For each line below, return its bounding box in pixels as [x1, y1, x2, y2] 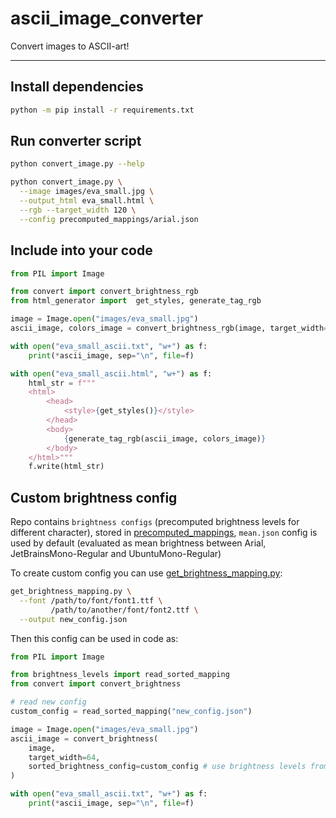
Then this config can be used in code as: [10, 632, 179, 644]
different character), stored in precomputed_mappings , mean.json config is [10, 527, 318, 539]
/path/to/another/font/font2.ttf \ [50, 605, 199, 615]
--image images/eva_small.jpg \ [19, 187, 155, 197]
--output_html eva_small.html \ [19, 196, 155, 206]
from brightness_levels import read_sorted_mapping [10, 670, 230, 680]
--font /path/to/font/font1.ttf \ [19, 595, 163, 606]
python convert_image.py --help [10, 159, 145, 169]
